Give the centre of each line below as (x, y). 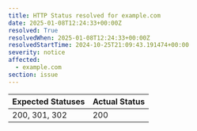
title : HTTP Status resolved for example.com (84, 15)
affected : (25, 60)
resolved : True (33, 30)
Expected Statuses (49, 102)
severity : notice (37, 52)
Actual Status (118, 102)
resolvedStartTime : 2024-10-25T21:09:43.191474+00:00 (99, 45)
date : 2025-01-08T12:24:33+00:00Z (65, 23)
